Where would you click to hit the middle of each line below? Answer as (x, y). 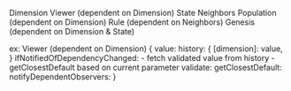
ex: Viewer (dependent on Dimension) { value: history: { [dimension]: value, (146, 49)
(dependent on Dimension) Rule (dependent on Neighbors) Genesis (132, 22)
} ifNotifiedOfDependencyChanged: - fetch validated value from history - (142, 58)
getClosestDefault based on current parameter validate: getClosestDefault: (146, 67)
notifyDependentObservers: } (63, 77)
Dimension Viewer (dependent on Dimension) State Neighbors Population (143, 13)
